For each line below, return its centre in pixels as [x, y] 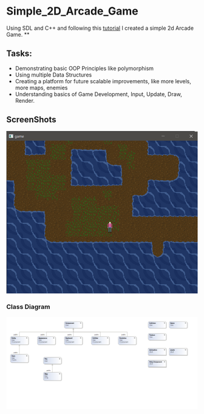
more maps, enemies [41, 88]
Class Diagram [28, 307]
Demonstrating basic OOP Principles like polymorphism [84, 68]
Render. [25, 100]
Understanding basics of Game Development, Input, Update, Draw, [98, 94]
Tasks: [19, 54]
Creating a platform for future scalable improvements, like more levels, [103, 81]
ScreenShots [31, 120]
